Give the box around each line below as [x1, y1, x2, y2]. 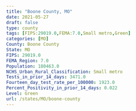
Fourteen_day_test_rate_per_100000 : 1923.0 [6, 80, 115, 86]
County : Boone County [6, 42, 60, 48]
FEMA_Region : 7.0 [6, 58, 49, 63]
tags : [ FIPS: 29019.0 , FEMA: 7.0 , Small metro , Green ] [6, 31, 131, 36]
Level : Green [6, 90, 38, 96]
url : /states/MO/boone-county [6, 96, 81, 102]
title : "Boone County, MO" [6, 8, 73, 15]
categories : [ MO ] [6, 36, 49, 42]
